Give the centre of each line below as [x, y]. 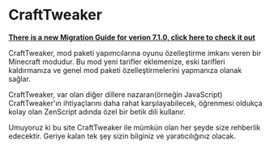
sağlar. [19, 79]
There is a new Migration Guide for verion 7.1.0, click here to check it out [132, 37]
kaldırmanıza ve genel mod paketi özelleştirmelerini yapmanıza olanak [125, 70]
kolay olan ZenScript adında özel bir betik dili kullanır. [97, 112]
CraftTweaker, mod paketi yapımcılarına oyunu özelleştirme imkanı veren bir [135, 53]
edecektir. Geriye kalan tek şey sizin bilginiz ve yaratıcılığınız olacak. [122, 136]
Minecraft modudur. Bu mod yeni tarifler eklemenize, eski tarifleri [117, 62]
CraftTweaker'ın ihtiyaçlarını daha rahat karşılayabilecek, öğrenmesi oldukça [135, 103]
